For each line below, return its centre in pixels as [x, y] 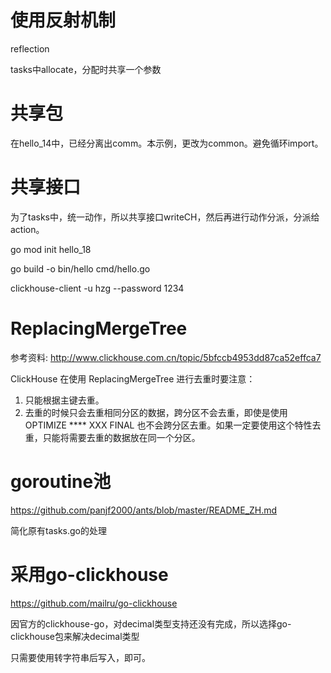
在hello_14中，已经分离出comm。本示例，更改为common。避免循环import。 [167, 143]
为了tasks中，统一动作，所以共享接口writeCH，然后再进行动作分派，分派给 [165, 217]
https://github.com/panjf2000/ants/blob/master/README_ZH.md [144, 510]
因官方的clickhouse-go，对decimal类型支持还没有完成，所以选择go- [151, 623]
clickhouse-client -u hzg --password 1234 [97, 288]
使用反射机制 [63, 20]
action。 [27, 229]
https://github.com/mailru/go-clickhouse [94, 603]
